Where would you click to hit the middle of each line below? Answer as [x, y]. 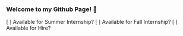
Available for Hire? [29, 28]
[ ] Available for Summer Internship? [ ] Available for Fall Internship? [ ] [92, 22]
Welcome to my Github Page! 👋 [52, 9]
